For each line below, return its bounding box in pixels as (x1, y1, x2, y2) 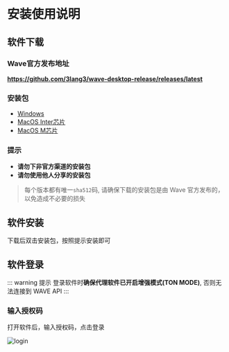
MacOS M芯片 (17, 126, 58, 135)
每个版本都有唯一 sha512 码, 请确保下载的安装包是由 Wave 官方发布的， (24, 186, 224, 194)
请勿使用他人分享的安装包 (17, 171, 91, 179)
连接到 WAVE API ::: (12, 287, 69, 295)
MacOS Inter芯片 (17, 118, 66, 126)
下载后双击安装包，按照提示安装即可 (7, 236, 111, 245)
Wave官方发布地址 (7, 58, 69, 68)
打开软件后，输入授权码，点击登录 (7, 323, 105, 331)
